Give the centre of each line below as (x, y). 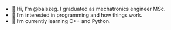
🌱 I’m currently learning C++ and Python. (61, 21)
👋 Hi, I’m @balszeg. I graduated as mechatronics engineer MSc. (88, 9)
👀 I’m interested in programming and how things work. (77, 15)
